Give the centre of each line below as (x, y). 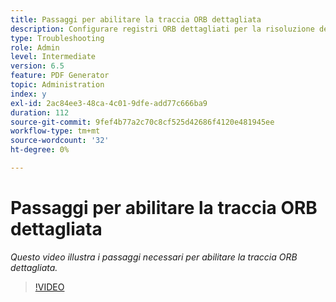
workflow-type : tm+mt (55, 131)
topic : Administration (57, 85)
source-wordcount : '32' (60, 141)
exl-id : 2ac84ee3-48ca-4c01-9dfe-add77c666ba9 (109, 103)
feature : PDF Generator (60, 76)
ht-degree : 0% (40, 150)
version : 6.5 (37, 66)
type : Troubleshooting (57, 38)
